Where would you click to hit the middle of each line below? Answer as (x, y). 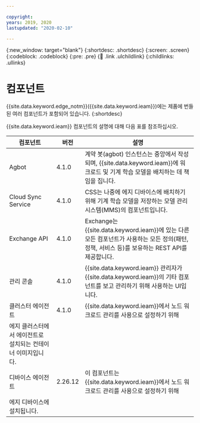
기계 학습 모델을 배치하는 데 (146, 172)
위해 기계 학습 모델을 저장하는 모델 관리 (136, 201)
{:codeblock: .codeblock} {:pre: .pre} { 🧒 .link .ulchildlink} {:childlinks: (90, 57)
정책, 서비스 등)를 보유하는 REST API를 (136, 248)
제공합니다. (99, 257)
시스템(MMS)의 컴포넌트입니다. (126, 210)
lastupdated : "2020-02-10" (40, 28)
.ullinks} (16, 63)
